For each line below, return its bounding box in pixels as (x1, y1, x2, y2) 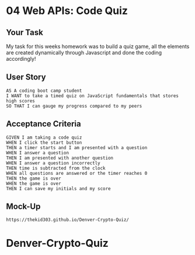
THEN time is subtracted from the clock (6, 165, 106, 171)
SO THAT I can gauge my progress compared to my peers (6, 103, 142, 109)
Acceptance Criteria (6, 119, 81, 129)
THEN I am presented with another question (6, 155, 114, 161)
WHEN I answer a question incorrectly (6, 160, 100, 166)
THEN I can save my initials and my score (6, 185, 111, 191)
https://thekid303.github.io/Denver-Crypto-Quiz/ (6, 217, 130, 223)
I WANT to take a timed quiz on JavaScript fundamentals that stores (6, 92, 179, 99)
